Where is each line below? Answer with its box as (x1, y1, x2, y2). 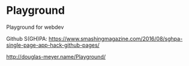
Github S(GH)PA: (6, 35, 48, 42)
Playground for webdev (6, 23, 64, 31)
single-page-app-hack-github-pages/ (6, 41, 100, 49)
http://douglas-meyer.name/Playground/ (6, 53, 106, 60)
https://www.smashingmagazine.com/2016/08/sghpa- (49, 35, 183, 42)
